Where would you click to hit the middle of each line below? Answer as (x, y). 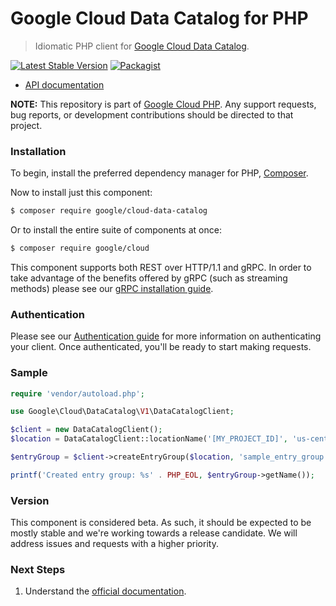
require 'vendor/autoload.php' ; (77, 393)
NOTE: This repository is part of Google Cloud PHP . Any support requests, (163, 104)
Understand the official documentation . (105, 591)
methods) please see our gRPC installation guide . (112, 288)
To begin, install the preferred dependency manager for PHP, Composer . (159, 173)
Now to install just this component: (81, 193)
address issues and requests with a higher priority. (114, 544)
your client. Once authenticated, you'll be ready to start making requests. (161, 347)
